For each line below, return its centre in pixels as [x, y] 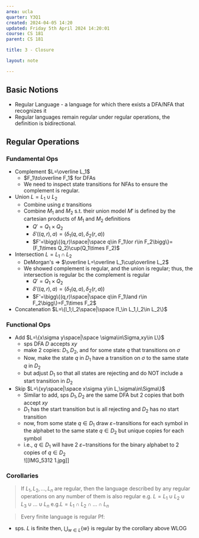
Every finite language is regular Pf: [63, 517]
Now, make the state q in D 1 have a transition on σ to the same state [106, 358]
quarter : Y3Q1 [24, 17]
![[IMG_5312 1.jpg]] [46, 460]
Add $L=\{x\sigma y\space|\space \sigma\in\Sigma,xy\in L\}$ [89, 337]
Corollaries [22, 476]
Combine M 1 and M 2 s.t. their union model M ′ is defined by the [99, 211]
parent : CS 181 [25, 39]
